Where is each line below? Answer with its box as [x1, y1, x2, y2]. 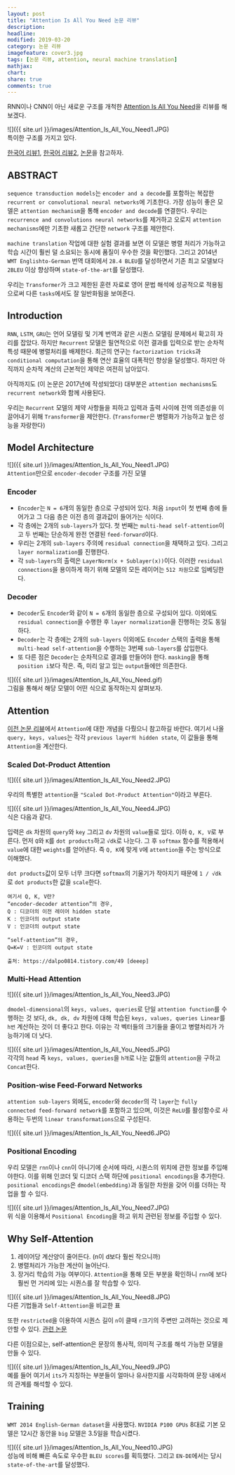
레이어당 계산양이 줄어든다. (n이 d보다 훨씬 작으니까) [17, 1253, 161, 1261]
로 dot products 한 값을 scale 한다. [7, 878, 102, 886]
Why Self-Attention [7, 1232, 94, 1245]
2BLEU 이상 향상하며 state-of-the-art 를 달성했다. [7, 265, 145, 274]
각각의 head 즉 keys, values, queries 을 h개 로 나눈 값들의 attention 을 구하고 [7, 1053, 221, 1062]
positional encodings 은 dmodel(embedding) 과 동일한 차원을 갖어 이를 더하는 [7, 1181, 219, 1189]
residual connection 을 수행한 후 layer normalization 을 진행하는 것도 [17, 618, 214, 626]
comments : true [7, 82, 52, 89]
